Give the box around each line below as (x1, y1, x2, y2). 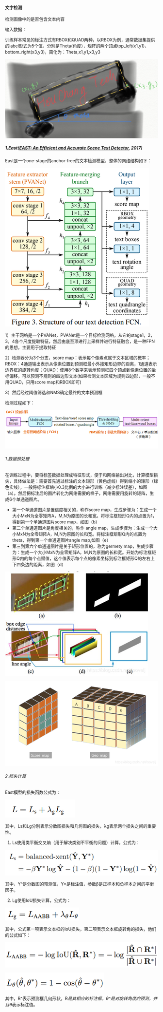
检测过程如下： (5, 400, 35, 406)
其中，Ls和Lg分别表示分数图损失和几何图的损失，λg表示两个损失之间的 (5, 823, 148, 829)
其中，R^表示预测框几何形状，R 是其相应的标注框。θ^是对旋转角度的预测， (5, 995, 153, 1001)
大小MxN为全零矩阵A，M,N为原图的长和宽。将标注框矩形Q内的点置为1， (12, 513, 157, 518)
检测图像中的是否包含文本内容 (5, 16, 65, 22)
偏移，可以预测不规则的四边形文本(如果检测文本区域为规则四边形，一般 (9, 373, 151, 379)
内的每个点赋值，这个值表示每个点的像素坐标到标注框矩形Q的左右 (19, 555, 151, 561)
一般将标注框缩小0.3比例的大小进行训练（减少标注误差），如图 (24, 484, 147, 490)
